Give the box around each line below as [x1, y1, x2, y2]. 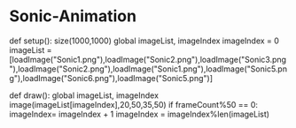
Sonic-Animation [9, 6, 137, 26]
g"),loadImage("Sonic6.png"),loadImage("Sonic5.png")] [9, 72, 214, 83]
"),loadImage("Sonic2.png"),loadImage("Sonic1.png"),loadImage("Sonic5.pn [9, 64, 288, 74]
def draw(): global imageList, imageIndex [9, 90, 160, 101]
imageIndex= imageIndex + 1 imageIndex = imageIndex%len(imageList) [9, 109, 270, 119]
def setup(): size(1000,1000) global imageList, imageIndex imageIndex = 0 [9, 35, 279, 46]
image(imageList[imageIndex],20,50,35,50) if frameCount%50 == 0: [9, 99, 259, 109]
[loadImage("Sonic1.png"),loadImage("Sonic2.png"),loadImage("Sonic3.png [9, 54, 286, 64]
